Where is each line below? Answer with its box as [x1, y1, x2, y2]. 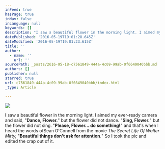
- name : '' [9, 53, 32, 58]
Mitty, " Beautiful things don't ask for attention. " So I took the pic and [5, 133, 146, 139]
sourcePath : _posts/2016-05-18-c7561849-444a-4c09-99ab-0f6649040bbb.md [5, 62, 157, 67]
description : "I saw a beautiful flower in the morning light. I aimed [5, 30, 155, 35]
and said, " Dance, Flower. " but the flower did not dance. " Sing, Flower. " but [5, 117, 160, 123]
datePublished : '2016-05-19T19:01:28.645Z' [5, 35, 96, 40]
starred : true [5, 76, 34, 81]
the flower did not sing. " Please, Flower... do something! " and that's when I [5, 122, 159, 128]
